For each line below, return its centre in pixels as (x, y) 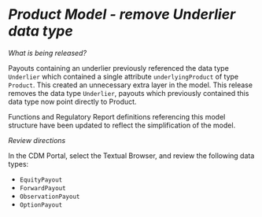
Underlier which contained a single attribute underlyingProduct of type (123, 76)
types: (18, 164)
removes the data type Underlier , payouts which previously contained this (129, 93)
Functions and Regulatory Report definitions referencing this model (117, 116)
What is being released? (48, 53)
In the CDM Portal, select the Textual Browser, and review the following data (131, 156)
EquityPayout (41, 180)
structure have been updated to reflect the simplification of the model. (122, 125)
